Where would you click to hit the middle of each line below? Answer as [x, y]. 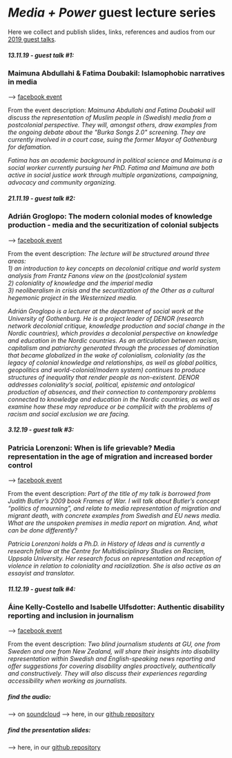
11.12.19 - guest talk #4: [42, 589]
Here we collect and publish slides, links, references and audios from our [112, 32]
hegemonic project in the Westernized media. [72, 297]
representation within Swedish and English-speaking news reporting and [112, 659]
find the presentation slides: [49, 730]
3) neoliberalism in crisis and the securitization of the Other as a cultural [111, 290]
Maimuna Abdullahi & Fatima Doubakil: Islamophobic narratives [116, 73]
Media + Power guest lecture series [112, 13]
